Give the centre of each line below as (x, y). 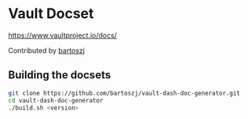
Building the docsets (60, 75)
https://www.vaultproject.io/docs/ (63, 35)
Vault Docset (51, 14)
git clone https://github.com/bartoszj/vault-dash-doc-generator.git (124, 93)
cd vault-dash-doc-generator (56, 100)
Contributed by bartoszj (46, 50)
